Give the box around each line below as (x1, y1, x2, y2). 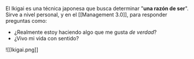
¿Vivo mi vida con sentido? (14, 35, 79, 41)
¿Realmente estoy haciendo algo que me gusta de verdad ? (14, 29, 157, 36)
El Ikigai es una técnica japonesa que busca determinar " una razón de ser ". (5, 5, 189, 12)
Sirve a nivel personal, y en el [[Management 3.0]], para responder (5, 11, 167, 18)
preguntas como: (5, 18, 47, 24)
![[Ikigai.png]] (5, 46, 39, 53)
